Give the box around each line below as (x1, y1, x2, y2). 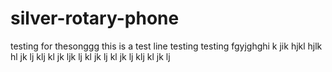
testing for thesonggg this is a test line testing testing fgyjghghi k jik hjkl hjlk (10, 40, 323, 52)
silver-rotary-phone (10, 7, 180, 30)
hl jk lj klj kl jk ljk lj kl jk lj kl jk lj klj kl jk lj (10, 50, 171, 62)
